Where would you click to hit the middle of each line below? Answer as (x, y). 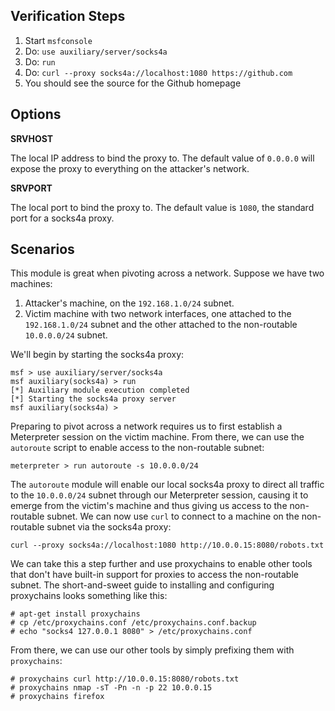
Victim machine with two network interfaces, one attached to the (158, 314)
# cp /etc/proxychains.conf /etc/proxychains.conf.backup (133, 623)
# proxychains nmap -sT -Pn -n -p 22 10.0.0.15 (111, 688)
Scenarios (42, 249)
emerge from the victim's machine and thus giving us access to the (149, 506)
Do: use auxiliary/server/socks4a (96, 51)
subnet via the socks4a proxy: (109, 527)
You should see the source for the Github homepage (133, 83)
